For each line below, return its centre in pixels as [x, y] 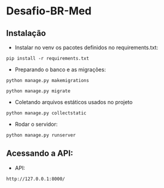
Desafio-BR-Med [49, 11]
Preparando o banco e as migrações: [60, 69]
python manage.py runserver [41, 135]
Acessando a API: [40, 154]
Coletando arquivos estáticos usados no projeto [74, 102]
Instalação [26, 33]
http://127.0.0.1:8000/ [36, 179]
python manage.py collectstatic [46, 113]
